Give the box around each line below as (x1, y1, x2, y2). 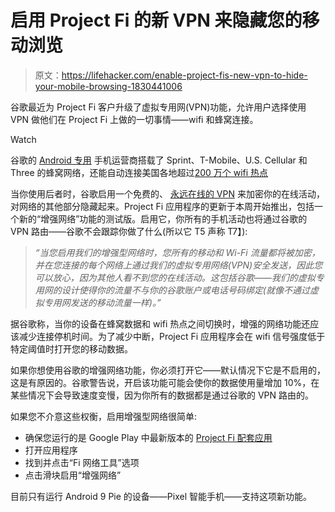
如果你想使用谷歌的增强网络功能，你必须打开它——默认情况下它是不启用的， (10, 364, 326, 376)
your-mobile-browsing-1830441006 (34, 80, 183, 92)
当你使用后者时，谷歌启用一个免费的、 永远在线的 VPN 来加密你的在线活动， (10, 187, 325, 200)
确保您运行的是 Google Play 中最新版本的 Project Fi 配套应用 (24, 431, 273, 443)
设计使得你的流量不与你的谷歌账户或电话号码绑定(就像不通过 (61, 284, 310, 296)
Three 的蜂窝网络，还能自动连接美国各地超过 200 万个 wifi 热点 (10, 166, 269, 178)
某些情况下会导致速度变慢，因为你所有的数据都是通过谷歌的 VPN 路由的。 (10, 389, 315, 401)
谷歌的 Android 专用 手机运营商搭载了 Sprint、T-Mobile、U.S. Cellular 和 (10, 154, 308, 166)
